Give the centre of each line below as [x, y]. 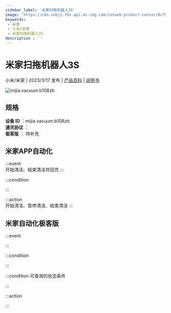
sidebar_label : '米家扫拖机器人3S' [40, 10]
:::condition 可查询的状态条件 [36, 276]
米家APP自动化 [29, 151]
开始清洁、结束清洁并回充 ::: [35, 170]
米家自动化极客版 [32, 223]
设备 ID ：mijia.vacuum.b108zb [37, 121]
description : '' [24, 39]
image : [12, 15]
